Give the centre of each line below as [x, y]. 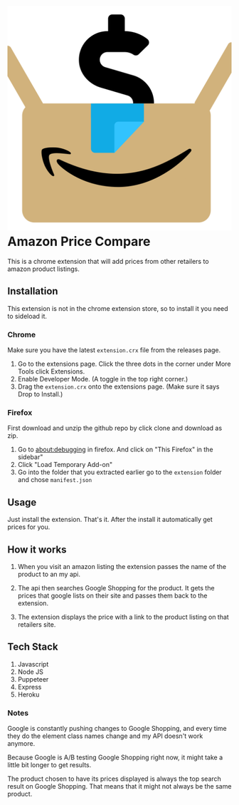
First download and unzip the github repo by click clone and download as [115, 428]
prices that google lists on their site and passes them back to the [112, 595]
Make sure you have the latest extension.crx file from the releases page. [114, 350]
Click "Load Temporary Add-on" [65, 465]
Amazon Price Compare [79, 242]
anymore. [21, 744]
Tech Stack [33, 647]
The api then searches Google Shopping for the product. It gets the [116, 588]
